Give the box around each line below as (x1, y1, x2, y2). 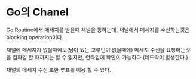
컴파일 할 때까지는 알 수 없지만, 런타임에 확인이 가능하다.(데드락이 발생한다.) (12, 53, 188, 61)
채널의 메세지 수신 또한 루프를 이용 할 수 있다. (6, 66, 112, 73)
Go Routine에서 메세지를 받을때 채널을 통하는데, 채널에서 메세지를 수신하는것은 (6, 26, 190, 33)
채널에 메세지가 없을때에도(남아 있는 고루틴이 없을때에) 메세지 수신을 (6, 46, 166, 53)
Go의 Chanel (6, 5, 69, 19)
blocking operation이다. (6, 33, 64, 40)
